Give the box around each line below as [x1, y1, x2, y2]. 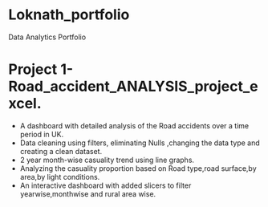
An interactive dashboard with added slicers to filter [19, 181, 192, 190]
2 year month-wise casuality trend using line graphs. [19, 155, 195, 164]
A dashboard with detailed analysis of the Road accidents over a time [19, 120, 250, 130]
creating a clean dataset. [19, 146, 103, 156]
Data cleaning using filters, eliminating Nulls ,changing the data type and [19, 138, 261, 148]
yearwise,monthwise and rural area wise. [19, 189, 156, 198]
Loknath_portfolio [8, 6, 130, 24]
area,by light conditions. [19, 172, 100, 181]
